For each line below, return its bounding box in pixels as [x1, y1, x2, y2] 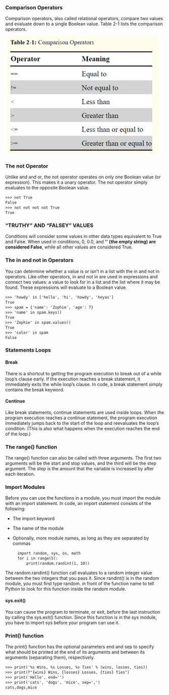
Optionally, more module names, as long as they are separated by [12, 535, 149, 541]
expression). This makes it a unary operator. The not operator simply [5, 179, 148, 185]
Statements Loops [5, 346, 51, 354]
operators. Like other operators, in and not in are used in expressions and [5, 273, 158, 279]
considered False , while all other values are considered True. [5, 244, 133, 250]
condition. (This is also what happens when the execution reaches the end [5, 425, 160, 431]
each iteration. [5, 471, 35, 477]
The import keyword [12, 516, 55, 522]
